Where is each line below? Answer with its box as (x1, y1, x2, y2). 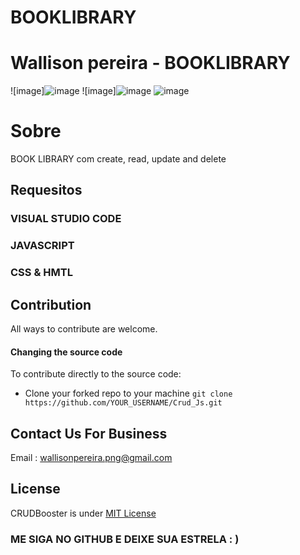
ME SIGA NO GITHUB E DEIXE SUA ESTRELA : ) (10, 532, 240, 546)
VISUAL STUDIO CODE (10, 212, 122, 226)
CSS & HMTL (10, 266, 73, 280)
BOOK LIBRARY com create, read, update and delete (10, 153, 227, 165)
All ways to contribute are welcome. (10, 323, 158, 335)
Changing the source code (10, 346, 123, 358)
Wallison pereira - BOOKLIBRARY (10, 52, 291, 75)
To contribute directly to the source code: (10, 368, 182, 380)
